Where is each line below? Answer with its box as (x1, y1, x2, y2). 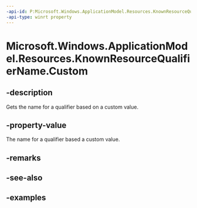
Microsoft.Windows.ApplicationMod (6, 39, 188, 53)
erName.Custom (6, 64, 89, 78)
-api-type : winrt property (6, 14, 72, 20)
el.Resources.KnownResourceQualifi (6, 52, 191, 65)
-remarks (6, 153, 41, 163)
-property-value (6, 120, 67, 130)
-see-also (6, 173, 43, 183)
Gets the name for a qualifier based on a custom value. (6, 103, 139, 110)
